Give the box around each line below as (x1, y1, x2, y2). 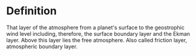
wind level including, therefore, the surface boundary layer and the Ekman (6, 30, 191, 37)
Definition (6, 4, 57, 18)
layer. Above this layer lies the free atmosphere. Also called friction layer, (6, 36, 188, 43)
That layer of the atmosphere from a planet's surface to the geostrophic (6, 24, 185, 31)
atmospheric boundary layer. (6, 43, 78, 50)
